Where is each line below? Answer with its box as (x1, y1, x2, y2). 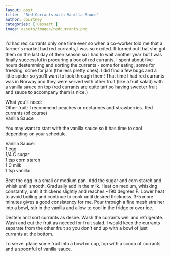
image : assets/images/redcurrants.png (5, 27, 88, 32)
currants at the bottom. (5, 230, 53, 237)
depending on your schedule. (5, 131, 67, 137)
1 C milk (5, 162, 22, 168)
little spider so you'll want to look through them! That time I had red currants (5, 73, 165, 79)
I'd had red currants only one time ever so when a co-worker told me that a (5, 40, 163, 46)
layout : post (5, 7, 33, 13)
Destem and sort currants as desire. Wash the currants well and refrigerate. (5, 215, 164, 221)
